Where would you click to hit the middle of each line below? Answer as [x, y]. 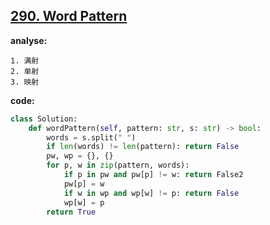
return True [71, 212]
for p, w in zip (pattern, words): [118, 165]
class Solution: [44, 119]
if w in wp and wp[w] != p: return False [151, 193]
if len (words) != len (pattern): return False [143, 147]
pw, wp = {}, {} [80, 156]
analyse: [29, 40]
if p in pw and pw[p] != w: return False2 [153, 175]
